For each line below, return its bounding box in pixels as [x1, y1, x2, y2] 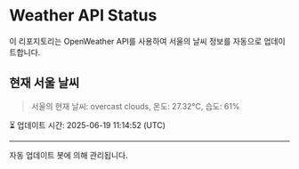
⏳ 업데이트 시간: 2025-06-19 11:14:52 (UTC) [9, 119, 166, 130]
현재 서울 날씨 [9, 76, 80, 91]
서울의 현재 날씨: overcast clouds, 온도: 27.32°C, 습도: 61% [30, 101, 240, 111]
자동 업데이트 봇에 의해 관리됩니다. [9, 149, 128, 160]
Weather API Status [9, 5, 158, 26]
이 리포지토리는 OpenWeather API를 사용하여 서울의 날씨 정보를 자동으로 [9, 36, 263, 46]
